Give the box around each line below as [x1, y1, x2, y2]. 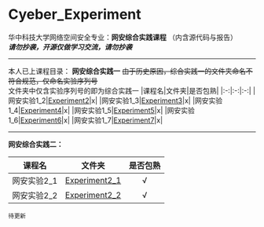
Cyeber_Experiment [8, 5, 141, 24]
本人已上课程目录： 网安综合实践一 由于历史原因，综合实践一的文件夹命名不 [8, 66, 253, 75]
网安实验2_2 [12, 190, 58, 201]
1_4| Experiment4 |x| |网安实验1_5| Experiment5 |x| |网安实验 [8, 105, 195, 115]
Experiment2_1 [65, 174, 122, 185]
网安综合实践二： [8, 139, 64, 148]
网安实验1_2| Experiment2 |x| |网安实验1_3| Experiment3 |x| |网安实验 [8, 96, 223, 105]
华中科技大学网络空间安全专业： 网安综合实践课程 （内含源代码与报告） [8, 32, 237, 42]
